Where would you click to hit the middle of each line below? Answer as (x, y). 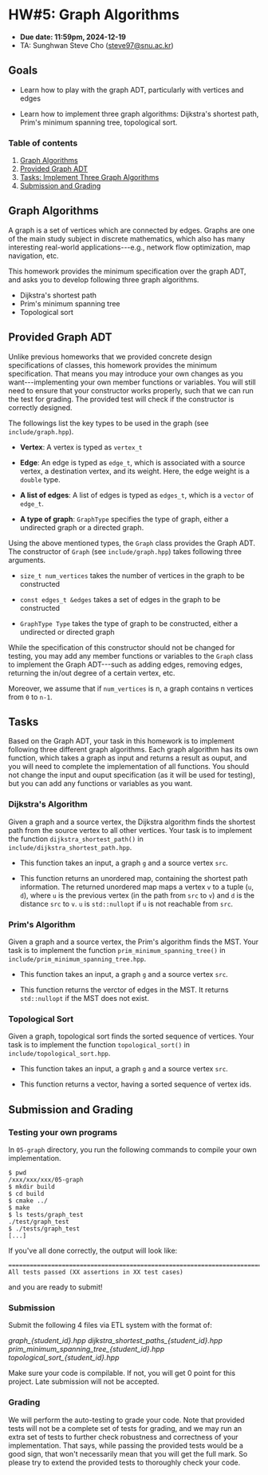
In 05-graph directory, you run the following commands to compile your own (132, 1150)
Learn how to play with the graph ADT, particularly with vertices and (132, 90)
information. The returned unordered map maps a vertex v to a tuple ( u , (136, 887)
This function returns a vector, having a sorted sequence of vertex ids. (136, 1084)
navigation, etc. (33, 255)
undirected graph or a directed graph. (82, 527)
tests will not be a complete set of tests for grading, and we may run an (125, 1428)
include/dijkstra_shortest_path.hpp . (70, 847)
